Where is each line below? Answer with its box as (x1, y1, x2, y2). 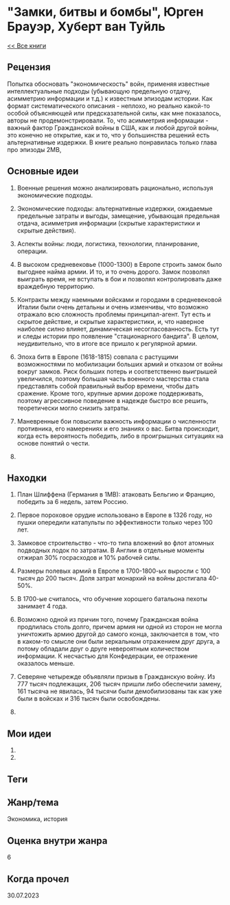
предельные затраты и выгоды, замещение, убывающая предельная (16, 211, 220, 220)
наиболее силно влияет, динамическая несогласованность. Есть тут (16, 325, 220, 333)
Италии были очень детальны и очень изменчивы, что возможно (16, 303, 209, 311)
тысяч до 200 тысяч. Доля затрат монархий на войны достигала (16, 574, 207, 582)
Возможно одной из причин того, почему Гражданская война (16, 615, 199, 624)
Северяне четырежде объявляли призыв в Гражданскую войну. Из (16, 673, 216, 681)
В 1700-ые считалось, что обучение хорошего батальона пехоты (16, 595, 207, 603)
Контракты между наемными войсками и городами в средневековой (16, 295, 222, 303)
